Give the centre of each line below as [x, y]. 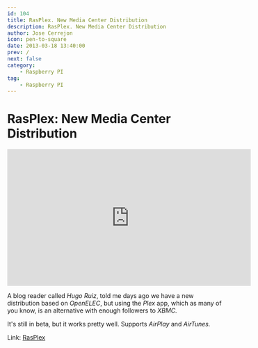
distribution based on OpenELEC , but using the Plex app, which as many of [114, 304]
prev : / [18, 53]
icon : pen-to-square [37, 40]
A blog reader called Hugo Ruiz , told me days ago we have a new [100, 296]
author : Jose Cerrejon [40, 33]
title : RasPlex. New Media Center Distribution [78, 20]
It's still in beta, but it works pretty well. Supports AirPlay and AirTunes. [109, 324]
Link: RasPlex [26, 338]
